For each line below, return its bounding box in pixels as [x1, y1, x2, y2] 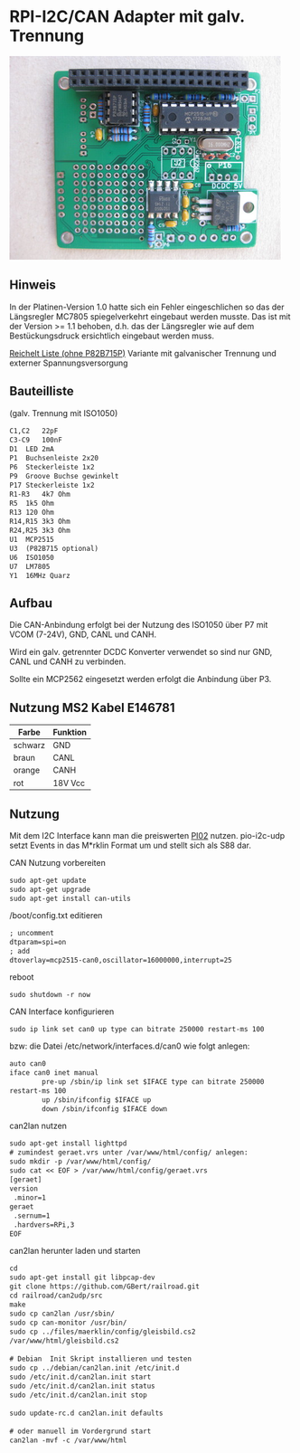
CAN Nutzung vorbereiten [9, 858, 106, 868]
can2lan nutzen [9, 1120, 68, 1131]
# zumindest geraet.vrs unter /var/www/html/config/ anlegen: [9, 1148, 248, 1157]
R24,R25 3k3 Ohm [9, 526, 70, 535]
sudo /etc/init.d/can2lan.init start [9, 1372, 152, 1382]
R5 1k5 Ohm [9, 499, 54, 508]
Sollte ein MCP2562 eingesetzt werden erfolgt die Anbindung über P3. [9, 674, 272, 685]
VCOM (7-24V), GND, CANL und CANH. [9, 629, 156, 640]
